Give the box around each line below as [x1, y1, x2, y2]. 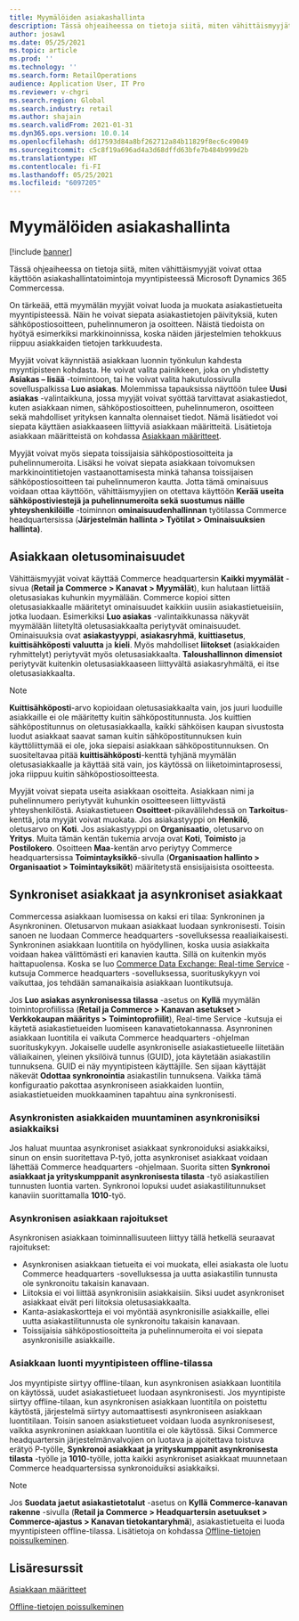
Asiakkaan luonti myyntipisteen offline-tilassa [9, 1357, 214, 1370]
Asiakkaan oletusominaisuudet [9, 550, 185, 565]
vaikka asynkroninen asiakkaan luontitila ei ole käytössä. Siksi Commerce [9, 1424, 278, 1435]
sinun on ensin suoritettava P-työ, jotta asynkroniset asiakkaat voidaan [9, 1152, 269, 1162]
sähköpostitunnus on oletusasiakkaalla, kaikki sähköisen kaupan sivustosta [9, 721, 285, 731]
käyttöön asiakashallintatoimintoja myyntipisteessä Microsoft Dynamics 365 [9, 273, 287, 284]
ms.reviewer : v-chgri [9, 87, 90, 96]
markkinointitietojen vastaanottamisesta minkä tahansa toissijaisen [9, 467, 254, 477]
